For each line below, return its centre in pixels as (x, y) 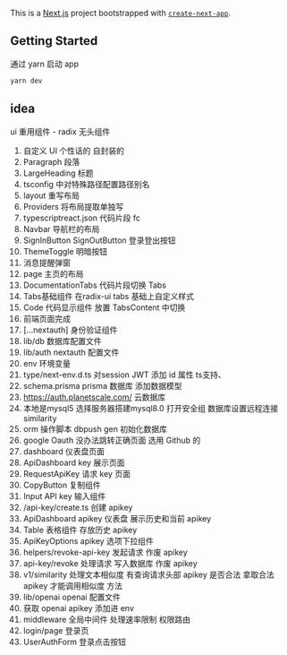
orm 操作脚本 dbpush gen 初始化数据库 (95, 428)
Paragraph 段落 (51, 161)
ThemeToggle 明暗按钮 (65, 251)
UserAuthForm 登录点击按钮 (75, 642)
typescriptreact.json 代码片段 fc (82, 218)
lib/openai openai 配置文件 (72, 597)
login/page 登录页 (56, 630)
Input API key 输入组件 (64, 496)
